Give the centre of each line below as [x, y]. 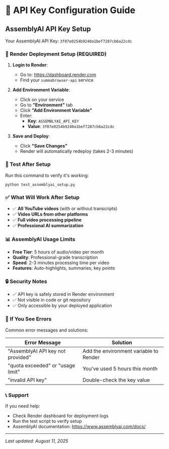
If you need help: [23, 406]
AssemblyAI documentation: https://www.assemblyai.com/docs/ [79, 426]
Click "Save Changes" [44, 146]
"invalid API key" [27, 380]
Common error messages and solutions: [47, 330]
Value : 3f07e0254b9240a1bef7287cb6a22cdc [71, 126]
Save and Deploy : [31, 136]
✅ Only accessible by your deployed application [62, 306]
